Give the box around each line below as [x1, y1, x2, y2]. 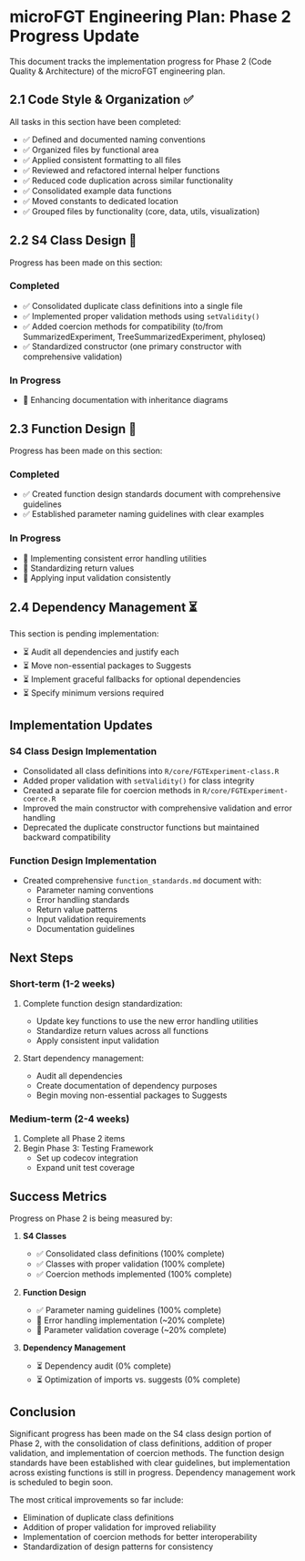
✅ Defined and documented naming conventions [22, 134, 207, 145]
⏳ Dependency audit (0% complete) [36, 1360, 172, 1371]
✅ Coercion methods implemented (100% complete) [36, 1269, 232, 1280]
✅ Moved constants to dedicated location [22, 195, 179, 206]
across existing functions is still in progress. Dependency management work [9, 1466, 296, 1478]
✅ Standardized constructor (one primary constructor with [22, 340, 242, 352]
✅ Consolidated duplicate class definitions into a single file [22, 300, 243, 311]
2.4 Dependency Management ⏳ [9, 599, 198, 615]
